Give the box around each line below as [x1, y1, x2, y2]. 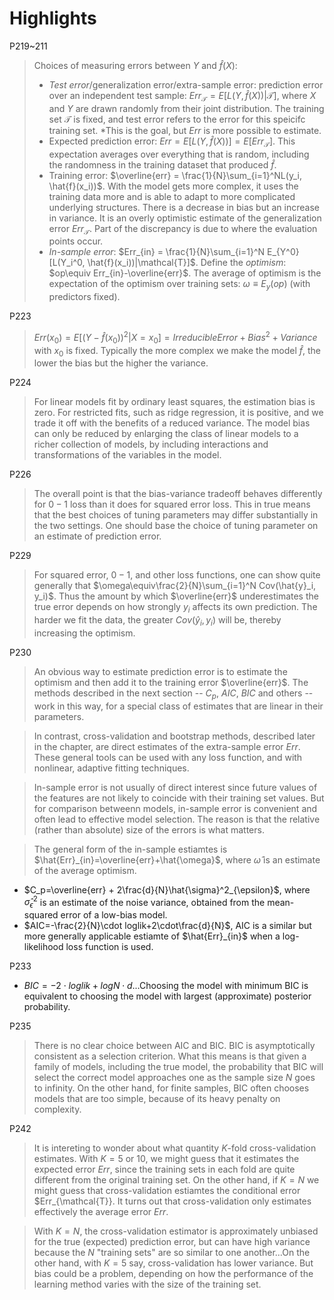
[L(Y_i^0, [48, 257, 86, 269]
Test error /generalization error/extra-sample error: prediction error [48, 78, 324, 91]
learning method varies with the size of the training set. [33, 1278, 262, 1291]
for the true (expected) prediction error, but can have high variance [33, 1236, 311, 1248]
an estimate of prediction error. [33, 530, 162, 542]
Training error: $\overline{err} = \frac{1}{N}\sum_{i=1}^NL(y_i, [48, 169, 302, 181]
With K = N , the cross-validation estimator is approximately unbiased [33, 1225, 319, 1237]
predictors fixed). [48, 291, 121, 303]
